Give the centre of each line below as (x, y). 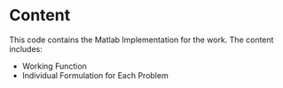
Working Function (54, 66)
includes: (26, 48)
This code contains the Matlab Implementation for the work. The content (141, 40)
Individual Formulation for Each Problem (95, 75)
